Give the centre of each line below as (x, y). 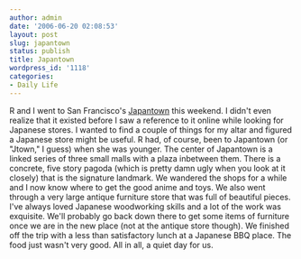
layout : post (34, 34)
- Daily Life (34, 85)
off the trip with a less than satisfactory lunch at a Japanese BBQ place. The (150, 235)
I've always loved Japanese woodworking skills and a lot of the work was (146, 206)
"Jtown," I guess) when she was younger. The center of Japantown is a (141, 149)
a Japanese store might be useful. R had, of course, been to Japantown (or (149, 139)
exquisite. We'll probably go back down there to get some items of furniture (150, 216)
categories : (32, 77)
